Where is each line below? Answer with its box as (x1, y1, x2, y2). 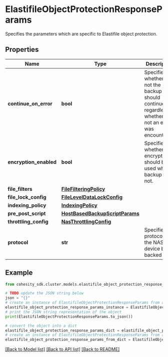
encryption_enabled (7, 158, 56, 165)
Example (5, 269, 33, 277)
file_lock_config (7, 193, 46, 200)
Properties (5, 45, 39, 54)
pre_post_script (7, 210, 46, 217)
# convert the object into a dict (5, 323, 77, 328)
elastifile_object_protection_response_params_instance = (5, 305, 128, 310)
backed (144, 251, 162, 258)
